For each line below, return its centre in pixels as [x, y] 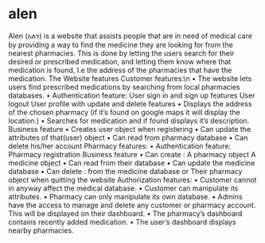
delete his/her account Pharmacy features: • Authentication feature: [120, 146]
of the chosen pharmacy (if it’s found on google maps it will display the [124, 112]
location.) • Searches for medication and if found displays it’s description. [129, 121]
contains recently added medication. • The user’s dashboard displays [122, 222]
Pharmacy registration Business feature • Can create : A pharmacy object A [132, 154]
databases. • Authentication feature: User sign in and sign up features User [132, 95]
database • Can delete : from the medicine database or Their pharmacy [125, 171]
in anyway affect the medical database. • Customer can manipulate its [123, 188]
